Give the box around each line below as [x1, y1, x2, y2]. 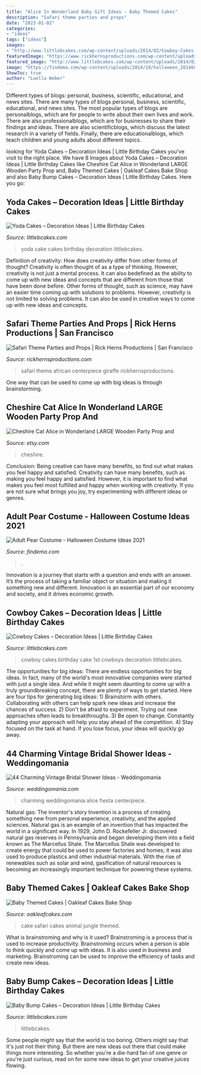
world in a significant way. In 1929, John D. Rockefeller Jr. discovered [6, 827, 177, 835]
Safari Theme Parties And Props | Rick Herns [6, 319, 176, 329]
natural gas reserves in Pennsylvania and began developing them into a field [6, 834, 194, 841]
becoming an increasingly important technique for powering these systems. [6, 866, 193, 873]
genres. [6, 494, 25, 501]
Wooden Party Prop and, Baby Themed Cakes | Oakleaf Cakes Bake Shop [6, 167, 188, 174]
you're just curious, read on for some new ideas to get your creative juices [6, 1055, 190, 1062]
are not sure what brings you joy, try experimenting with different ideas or [6, 488, 188, 495]
